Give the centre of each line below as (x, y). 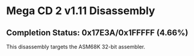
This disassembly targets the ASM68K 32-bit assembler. (76, 47)
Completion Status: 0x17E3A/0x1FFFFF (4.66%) (97, 33)
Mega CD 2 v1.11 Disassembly (81, 11)
